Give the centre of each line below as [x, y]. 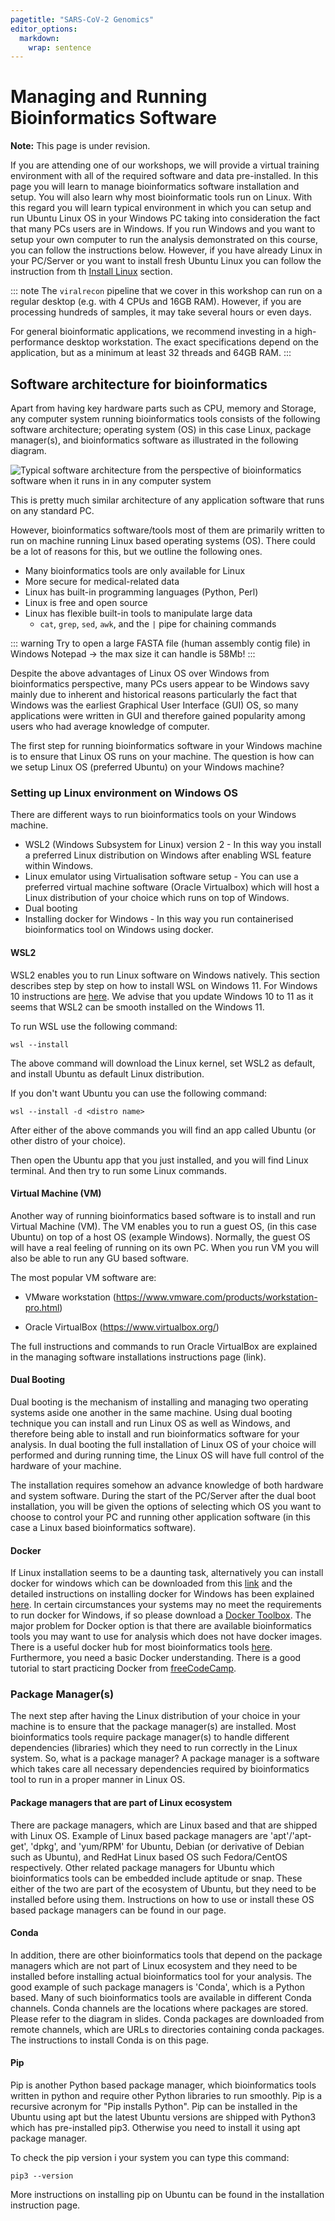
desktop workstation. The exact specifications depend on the [193, 342]
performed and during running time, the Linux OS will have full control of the [167, 1455]
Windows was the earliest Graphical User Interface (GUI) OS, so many [154, 705]
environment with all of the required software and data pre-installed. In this [164, 176]
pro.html [42, 1307]
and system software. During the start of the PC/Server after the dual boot [163, 1495]
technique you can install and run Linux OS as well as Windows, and [150, 1423]
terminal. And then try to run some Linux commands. [118, 1170]
